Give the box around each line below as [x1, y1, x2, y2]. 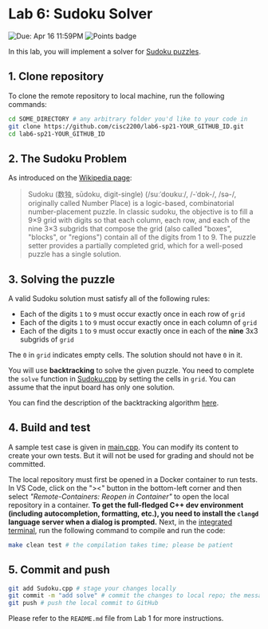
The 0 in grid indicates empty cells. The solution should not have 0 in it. [8, 350, 243, 359]
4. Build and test [8, 421, 91, 435]
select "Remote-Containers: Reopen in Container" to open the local [8, 492, 230, 501]
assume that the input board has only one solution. [8, 382, 175, 392]
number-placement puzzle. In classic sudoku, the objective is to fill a [27, 207, 254, 216]
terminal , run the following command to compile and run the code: [8, 525, 226, 535]
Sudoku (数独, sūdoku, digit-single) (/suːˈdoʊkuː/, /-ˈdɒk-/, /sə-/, [27, 189, 237, 200]
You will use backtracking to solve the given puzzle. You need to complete [8, 366, 255, 375]
